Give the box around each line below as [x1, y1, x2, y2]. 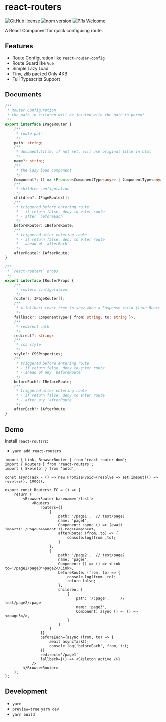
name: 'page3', [76, 605, 107, 610]
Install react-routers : [5, 438, 48, 444]
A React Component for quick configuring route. [5, 27, 103, 33]
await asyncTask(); [49, 639, 90, 644]
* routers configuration [16, 287, 68, 292]
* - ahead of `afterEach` [16, 241, 70, 246]
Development [5, 687, 48, 696]
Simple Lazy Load [12, 65, 49, 71]
